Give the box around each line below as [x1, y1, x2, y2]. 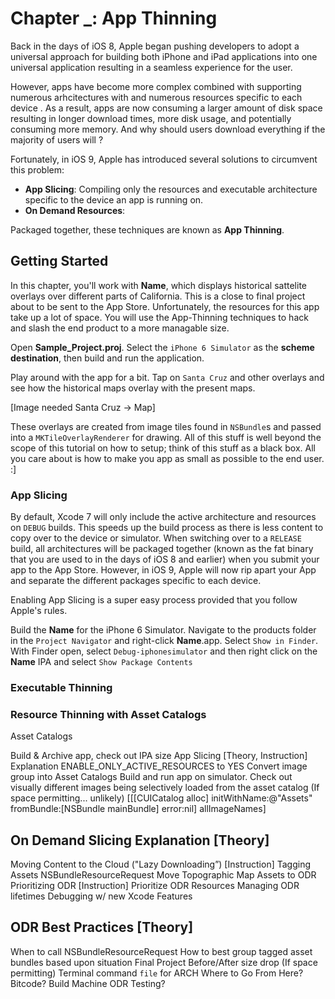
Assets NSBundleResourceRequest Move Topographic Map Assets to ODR [10, 869, 317, 881]
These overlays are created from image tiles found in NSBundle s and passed [10, 420, 322, 432]
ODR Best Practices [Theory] [10, 919, 194, 936]
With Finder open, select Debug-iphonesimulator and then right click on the [10, 645, 318, 657]
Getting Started [10, 253, 109, 270]
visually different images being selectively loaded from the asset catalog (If [10, 782, 320, 794]
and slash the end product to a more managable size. [10, 322, 230, 334]
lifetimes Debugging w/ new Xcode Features [10, 890, 193, 902]
